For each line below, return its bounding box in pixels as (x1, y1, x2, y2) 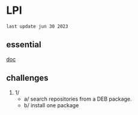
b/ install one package (23, 101, 79, 108)
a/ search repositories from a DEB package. (23, 95, 132, 102)
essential (6, 40, 41, 50)
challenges (6, 73, 49, 83)
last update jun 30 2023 (6, 23, 68, 29)
